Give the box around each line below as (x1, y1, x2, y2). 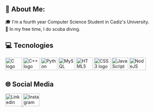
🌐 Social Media (5, 80, 54, 89)
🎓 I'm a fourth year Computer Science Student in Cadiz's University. (5, 19, 149, 25)
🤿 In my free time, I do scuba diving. (5, 26, 81, 32)
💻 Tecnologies (5, 41, 54, 50)
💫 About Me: (5, 5, 46, 14)
